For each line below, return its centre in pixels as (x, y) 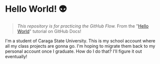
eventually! (16, 56)
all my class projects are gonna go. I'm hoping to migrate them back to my (80, 46)
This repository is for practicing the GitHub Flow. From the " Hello (83, 26)
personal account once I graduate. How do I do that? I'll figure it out (74, 51)
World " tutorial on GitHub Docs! (49, 31)
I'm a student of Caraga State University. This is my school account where (80, 41)
